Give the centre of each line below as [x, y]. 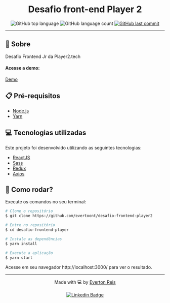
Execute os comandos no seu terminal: [46, 202]
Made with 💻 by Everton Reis [85, 282]
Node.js [21, 111]
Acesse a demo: [23, 68]
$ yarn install [21, 244]
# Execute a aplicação [29, 253]
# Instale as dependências [34, 239]
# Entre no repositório [30, 225]
